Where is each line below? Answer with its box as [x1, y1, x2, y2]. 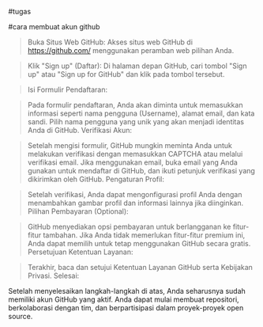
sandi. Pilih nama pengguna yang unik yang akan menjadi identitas [27, 117, 245, 126]
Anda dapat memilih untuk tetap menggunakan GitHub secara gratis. [27, 239, 251, 248]
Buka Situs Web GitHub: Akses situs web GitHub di [27, 37, 193, 47]
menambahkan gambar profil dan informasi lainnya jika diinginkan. [27, 198, 243, 207]
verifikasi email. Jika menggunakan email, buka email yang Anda [27, 158, 239, 167]
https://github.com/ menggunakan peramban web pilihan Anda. [27, 46, 235, 55]
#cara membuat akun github [8, 22, 100, 31]
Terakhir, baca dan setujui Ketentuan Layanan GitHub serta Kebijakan [27, 263, 253, 272]
